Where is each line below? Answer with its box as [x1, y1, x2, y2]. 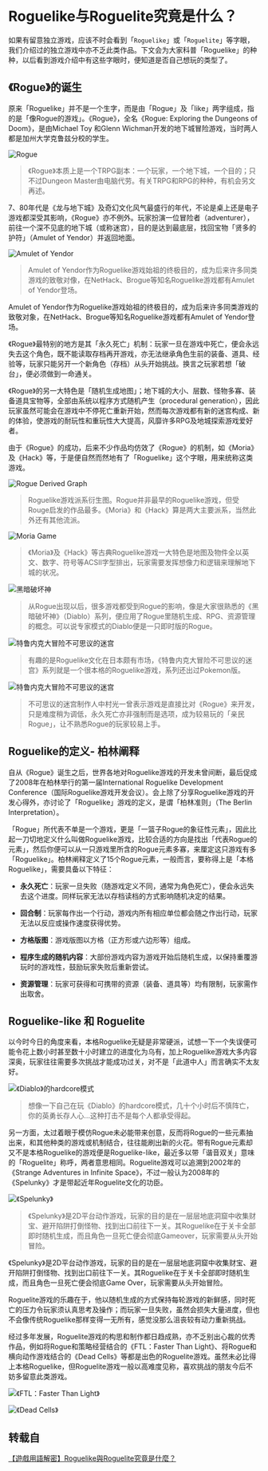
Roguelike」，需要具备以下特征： [8, 864, 114, 874]
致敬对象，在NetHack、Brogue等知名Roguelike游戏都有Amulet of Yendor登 [8, 312, 255, 322]
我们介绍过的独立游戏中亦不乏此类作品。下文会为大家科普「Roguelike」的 [8, 45, 250, 54]
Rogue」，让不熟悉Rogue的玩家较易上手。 [27, 719, 165, 729]
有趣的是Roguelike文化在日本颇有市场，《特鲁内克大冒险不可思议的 [27, 655, 246, 665]
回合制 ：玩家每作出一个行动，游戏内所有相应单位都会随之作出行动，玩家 [19, 908, 258, 918]
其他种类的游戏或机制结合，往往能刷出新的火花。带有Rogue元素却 [35, 1138, 254, 1148]
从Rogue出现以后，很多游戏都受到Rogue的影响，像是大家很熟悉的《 [27, 601, 253, 611]
